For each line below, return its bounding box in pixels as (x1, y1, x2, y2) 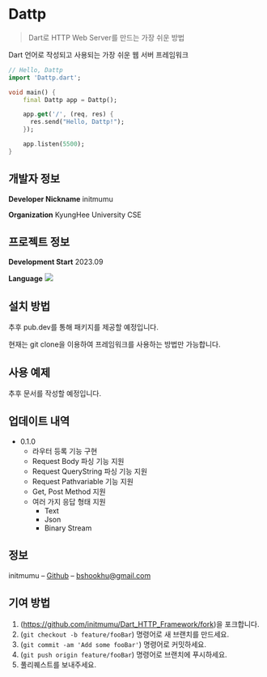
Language (8, 274, 43, 283)
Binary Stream (44, 523, 92, 533)
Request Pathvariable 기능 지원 (32, 476, 133, 486)
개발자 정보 (8, 172, 61, 186)
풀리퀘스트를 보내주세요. (19, 659, 97, 669)
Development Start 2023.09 (8, 257, 104, 267)
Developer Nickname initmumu (8, 194, 113, 203)
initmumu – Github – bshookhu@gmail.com (8, 570, 151, 580)
